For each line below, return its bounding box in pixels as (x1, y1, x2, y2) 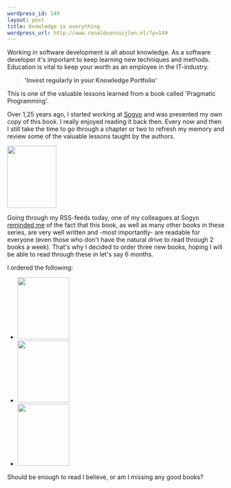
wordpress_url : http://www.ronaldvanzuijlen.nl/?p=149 (7, 29, 168, 37)
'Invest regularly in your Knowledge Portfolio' (23, 77, 158, 85)
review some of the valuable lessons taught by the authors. (7, 132, 176, 141)
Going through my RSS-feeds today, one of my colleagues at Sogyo (7, 214, 200, 222)
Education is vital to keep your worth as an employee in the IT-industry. (7, 63, 209, 71)
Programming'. (7, 97, 49, 105)
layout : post (7, 17, 45, 23)
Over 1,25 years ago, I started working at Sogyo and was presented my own (7, 110, 223, 119)
